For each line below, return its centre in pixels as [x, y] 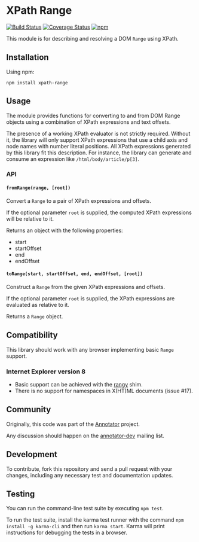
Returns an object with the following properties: [65, 230]
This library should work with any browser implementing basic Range [90, 349]
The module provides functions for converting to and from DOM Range [93, 115]
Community [29, 409]
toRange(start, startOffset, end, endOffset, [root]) [75, 274]
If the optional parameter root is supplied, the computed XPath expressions [99, 212]
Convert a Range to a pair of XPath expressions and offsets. [79, 200]
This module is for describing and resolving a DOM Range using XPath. [92, 38]
